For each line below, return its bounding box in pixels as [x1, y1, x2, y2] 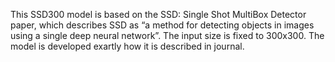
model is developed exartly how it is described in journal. [10, 40, 245, 52]
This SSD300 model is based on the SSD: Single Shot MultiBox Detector [10, 9, 307, 20]
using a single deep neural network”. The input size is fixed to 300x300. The [10, 30, 325, 41]
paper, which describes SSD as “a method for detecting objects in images [10, 19, 315, 31]
